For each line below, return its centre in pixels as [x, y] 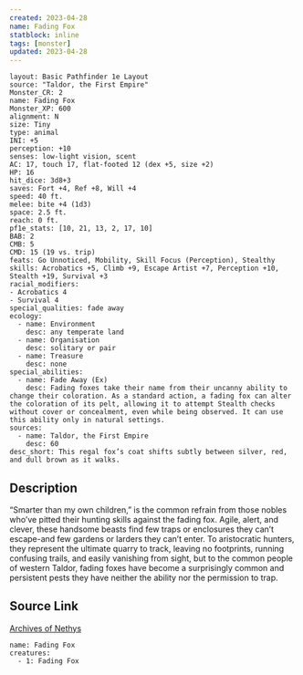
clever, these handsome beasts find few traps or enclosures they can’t [141, 529]
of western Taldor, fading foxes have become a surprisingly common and [147, 567]
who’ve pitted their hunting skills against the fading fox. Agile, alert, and [144, 519]
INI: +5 [24, 141]
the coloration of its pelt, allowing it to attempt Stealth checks [142, 404]
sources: [26, 428]
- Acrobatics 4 [38, 293]
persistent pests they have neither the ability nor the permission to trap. [144, 577]
